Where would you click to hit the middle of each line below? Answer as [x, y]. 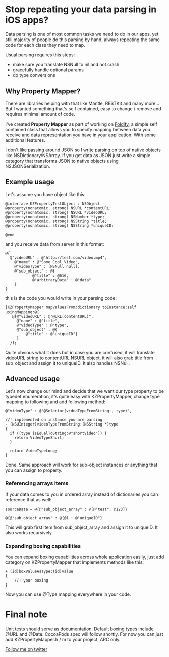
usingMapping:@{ [22, 312]
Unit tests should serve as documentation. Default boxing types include [79, 629]
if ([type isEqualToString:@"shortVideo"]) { [59, 433]
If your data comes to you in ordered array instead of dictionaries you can [82, 494]
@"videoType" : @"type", [43, 325]
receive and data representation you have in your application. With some [81, 135]
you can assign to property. [34, 470]
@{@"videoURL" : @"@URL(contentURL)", [53, 316]
